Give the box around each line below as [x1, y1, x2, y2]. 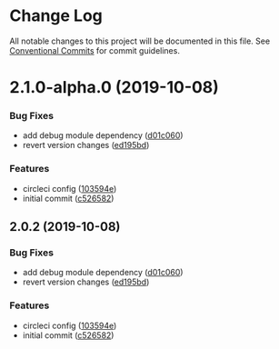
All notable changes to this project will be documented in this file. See [9, 35, 271, 46]
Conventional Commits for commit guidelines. [9, 45, 180, 55]
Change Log [9, 5, 103, 26]
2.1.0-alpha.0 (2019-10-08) [9, 77, 220, 98]
